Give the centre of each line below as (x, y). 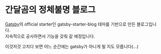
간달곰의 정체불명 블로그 (50, 10)
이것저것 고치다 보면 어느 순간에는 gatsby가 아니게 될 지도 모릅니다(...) (72, 46)
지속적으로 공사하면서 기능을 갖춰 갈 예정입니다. (50, 36)
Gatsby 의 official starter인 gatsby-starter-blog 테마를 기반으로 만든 (70, 24)
